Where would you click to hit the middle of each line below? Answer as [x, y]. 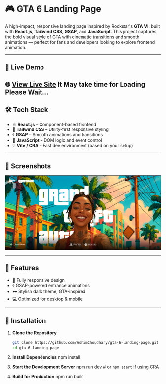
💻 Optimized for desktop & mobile [47, 299]
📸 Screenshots [28, 166]
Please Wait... [27, 92]
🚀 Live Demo [25, 68]
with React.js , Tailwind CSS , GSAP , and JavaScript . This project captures [81, 31]
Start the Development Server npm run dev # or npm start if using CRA [85, 367]
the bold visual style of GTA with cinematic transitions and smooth [72, 37]
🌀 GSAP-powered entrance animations [51, 285]
